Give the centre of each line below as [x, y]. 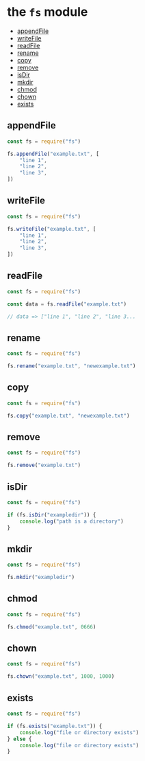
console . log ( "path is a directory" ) [72, 521]
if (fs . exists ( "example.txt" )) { [55, 726]
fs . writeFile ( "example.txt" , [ [52, 229]
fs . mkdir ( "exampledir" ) [41, 578]
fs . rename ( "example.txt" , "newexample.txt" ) [71, 366]
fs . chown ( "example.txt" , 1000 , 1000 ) [61, 677]
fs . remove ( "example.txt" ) [44, 465]
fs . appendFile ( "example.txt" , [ [53, 154]
